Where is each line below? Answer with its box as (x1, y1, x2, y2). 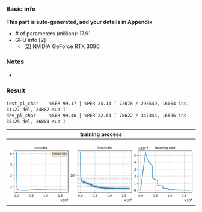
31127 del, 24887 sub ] (6, 107, 66, 113)
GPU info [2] (14, 37, 46, 44)
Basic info (6, 5, 36, 13)
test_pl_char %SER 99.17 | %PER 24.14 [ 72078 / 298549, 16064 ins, (6, 101, 189, 107)
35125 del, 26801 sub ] (6, 119, 66, 125)
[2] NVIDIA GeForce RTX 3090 (23, 43, 100, 50)
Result (6, 86, 26, 95)
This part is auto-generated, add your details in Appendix (6, 19, 153, 26)
